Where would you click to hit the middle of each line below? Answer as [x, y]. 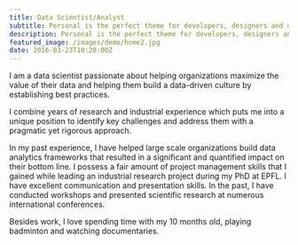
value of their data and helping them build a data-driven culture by [130, 85]
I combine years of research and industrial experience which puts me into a [147, 112]
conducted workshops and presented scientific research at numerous [137, 195]
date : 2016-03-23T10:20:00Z [61, 51]
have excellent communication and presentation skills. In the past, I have [141, 186]
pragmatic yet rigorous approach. [71, 130]
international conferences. [57, 204]
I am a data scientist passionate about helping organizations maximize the [144, 75]
